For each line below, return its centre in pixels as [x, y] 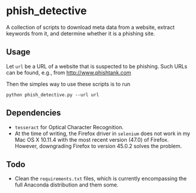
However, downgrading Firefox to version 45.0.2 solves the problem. [98, 146]
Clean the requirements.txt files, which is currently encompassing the [101, 179]
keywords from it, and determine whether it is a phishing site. [81, 33]
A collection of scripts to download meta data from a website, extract [90, 27]
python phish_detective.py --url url [53, 95]
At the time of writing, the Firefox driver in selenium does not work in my [102, 133]
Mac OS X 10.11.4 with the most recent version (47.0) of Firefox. [92, 139]
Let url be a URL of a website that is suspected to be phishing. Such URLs [97, 66]
